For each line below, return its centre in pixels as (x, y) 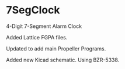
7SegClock (33, 10)
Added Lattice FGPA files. (37, 37)
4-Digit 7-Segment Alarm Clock (44, 26)
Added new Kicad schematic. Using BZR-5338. (63, 60)
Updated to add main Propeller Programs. (56, 48)
